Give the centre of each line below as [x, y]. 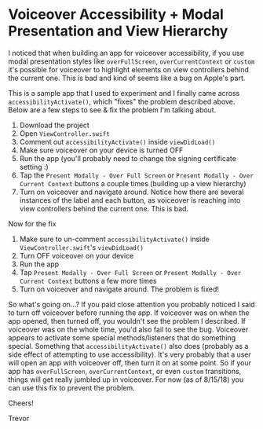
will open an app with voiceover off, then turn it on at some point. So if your [130, 362]
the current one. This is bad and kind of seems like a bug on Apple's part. [127, 78]
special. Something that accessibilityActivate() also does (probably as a [128, 346]
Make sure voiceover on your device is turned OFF [101, 150]
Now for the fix [32, 224]
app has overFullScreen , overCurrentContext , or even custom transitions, [125, 371]
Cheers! [21, 403]
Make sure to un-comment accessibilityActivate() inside [114, 239]
